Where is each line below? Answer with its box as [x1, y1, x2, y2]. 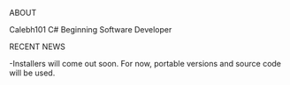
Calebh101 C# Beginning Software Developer [9, 25, 172, 34]
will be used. [9, 67, 56, 78]
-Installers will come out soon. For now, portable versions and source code [9, 59, 281, 68]
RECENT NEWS [9, 41, 66, 52]
